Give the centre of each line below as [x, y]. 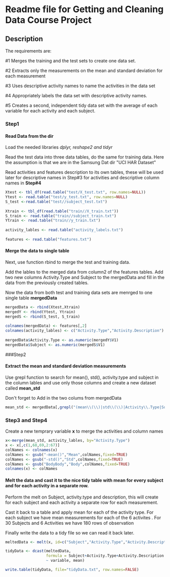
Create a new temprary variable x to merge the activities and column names [84, 431]
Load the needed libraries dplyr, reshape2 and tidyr [59, 147]
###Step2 [16, 354]
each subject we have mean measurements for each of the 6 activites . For [83, 517]
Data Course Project [49, 20]
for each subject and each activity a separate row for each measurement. [82, 502]
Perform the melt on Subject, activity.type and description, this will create [82, 497]
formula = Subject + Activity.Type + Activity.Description [105, 556]
